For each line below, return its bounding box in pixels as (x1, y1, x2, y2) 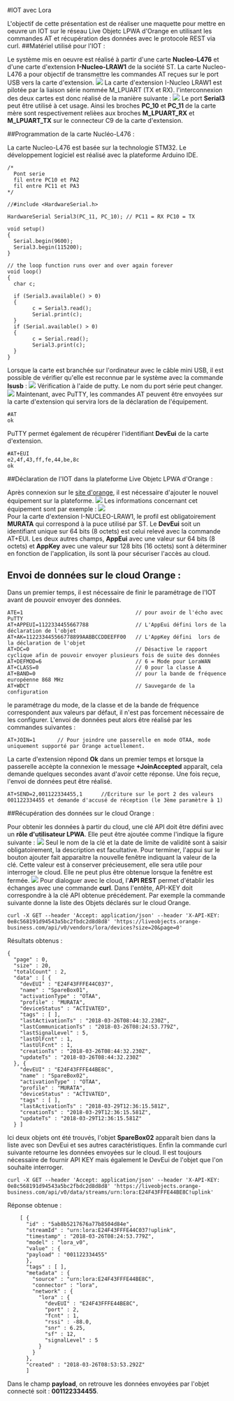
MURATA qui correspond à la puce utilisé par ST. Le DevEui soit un (7, 520, 201, 528)
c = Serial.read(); (32, 335, 89, 342)
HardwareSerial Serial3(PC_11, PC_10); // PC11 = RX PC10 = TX (7, 213, 196, 220)
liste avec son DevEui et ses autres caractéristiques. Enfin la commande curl (7, 1140, 227, 1149)
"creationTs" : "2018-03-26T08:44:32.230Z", (20, 1048, 152, 1055)
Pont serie (13, 170, 45, 177)
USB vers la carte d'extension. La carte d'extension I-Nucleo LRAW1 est (7, 78, 222, 87)
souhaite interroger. (7, 1163, 64, 1171)
